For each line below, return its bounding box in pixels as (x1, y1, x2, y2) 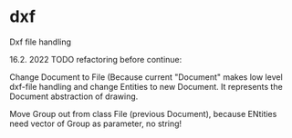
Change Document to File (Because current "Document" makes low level (9, 71, 283, 83)
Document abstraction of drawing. (9, 91, 139, 102)
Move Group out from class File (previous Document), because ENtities (9, 108, 277, 119)
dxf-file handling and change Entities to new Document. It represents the (9, 81, 283, 92)
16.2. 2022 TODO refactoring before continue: (9, 54, 182, 64)
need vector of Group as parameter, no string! (9, 118, 182, 129)
